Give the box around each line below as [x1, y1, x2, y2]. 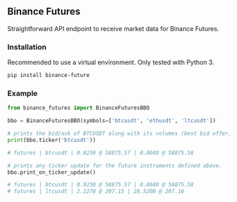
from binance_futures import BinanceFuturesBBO [7, 105, 150, 112]
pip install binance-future [7, 72, 90, 79]
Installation [7, 42, 47, 52]
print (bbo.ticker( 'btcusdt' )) [7, 136, 97, 143]
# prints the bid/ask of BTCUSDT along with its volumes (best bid [7, 130, 210, 137]
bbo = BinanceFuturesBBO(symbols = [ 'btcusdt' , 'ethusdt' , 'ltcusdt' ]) [7, 117, 217, 124]
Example [7, 88, 38, 98]
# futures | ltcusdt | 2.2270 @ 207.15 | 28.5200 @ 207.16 [7, 188, 185, 195]
